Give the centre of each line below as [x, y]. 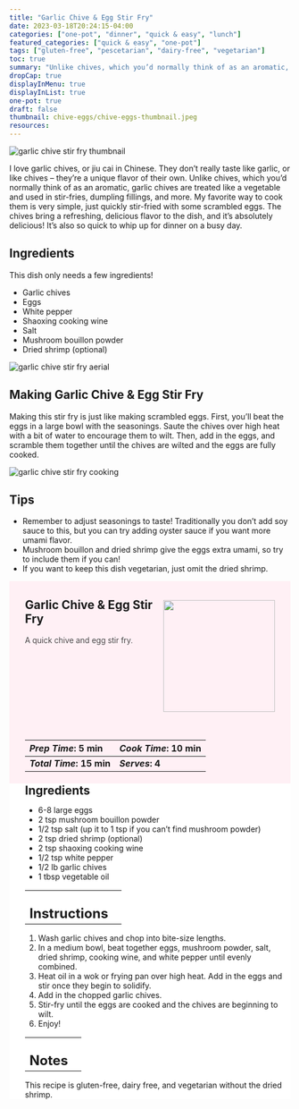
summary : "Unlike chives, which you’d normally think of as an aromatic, [149, 68]
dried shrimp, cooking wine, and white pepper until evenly [145, 957]
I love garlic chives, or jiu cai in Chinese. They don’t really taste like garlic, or [149, 168]
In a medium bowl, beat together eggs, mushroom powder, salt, [154, 948]
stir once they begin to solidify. [95, 986]
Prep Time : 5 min [66, 749]
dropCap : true [36, 76]
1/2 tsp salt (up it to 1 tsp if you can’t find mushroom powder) [149, 829]
